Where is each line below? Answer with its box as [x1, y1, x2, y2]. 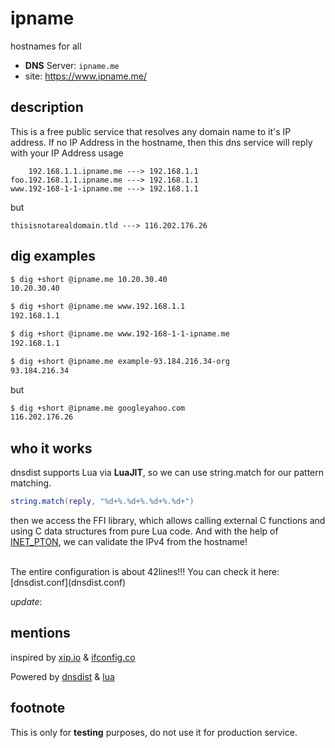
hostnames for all [10, 40, 82, 52]
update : [10, 596, 43, 607]
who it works [10, 440, 93, 457]
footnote [10, 700, 66, 717]
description [10, 99, 84, 116]
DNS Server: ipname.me [24, 59, 120, 71]
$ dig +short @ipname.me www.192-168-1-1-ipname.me [10, 329, 230, 339]
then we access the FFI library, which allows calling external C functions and [10, 515, 326, 526]
